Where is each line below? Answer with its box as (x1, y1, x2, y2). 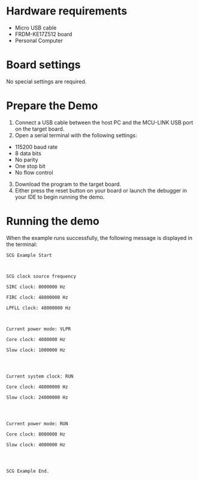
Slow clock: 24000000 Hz (6, 394, 68, 401)
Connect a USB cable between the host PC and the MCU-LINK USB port (14, 118, 194, 126)
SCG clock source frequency (6, 273, 77, 279)
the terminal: (6, 241, 38, 248)
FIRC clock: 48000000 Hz (6, 294, 68, 300)
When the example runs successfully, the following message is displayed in (6, 234, 193, 241)
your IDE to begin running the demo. (14, 193, 105, 200)
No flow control (14, 168, 53, 176)
